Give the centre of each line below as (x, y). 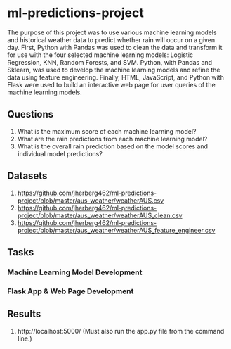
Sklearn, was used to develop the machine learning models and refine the (114, 70)
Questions (31, 114)
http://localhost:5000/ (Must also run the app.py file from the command (121, 331)
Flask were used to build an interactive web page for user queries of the (111, 84)
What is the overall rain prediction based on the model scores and (113, 146)
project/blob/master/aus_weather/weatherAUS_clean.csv (100, 215)
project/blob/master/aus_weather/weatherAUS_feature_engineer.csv (116, 230)
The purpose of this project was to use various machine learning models (112, 32)
